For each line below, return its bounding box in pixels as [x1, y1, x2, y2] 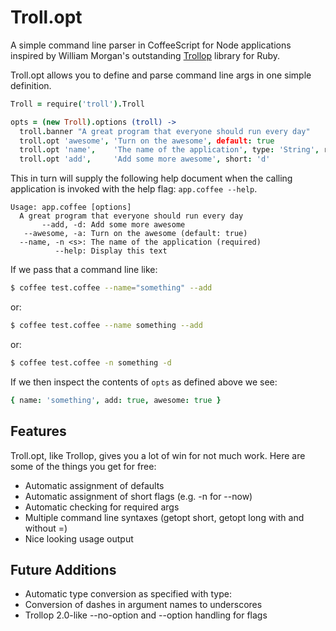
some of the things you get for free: [10, 460, 157, 472]
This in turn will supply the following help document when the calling [10, 172, 293, 185]
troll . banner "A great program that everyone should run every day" [19, 126, 311, 136]
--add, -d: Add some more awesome [41, 220, 186, 230]
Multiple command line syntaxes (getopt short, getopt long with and [24, 511, 305, 523]
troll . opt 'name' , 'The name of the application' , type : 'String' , [19, 145, 320, 155]
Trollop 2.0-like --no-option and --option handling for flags [24, 609, 268, 621]
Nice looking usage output [24, 532, 134, 545]
